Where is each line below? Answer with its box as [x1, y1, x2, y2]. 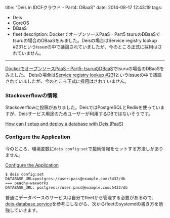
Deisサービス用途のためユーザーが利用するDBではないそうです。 [18, 111, 153, 117]
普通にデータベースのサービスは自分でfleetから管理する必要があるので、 [5, 194, 156, 200]
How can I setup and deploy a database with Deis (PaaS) [5, 121, 124, 127]
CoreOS [12, 20, 29, 26]
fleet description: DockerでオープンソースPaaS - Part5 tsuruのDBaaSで [12, 31, 160, 37]
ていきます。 [14, 207, 40, 213]
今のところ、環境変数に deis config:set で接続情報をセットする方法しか [5, 145, 155, 151]
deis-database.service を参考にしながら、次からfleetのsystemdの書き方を [5, 201, 159, 207]
